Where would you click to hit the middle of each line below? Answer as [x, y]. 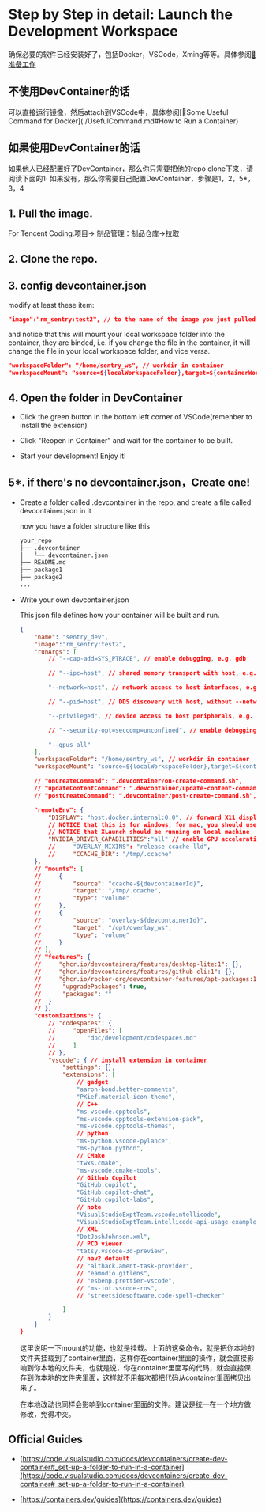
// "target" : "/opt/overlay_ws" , [103, 927]
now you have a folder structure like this [85, 526]
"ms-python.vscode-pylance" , [124, 1141]
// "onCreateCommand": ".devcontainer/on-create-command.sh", [138, 781]
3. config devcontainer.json [78, 286]
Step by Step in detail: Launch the [120, 15]
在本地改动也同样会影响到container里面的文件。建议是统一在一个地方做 [135, 1404]
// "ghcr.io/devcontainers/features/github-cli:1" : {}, [135, 972]
